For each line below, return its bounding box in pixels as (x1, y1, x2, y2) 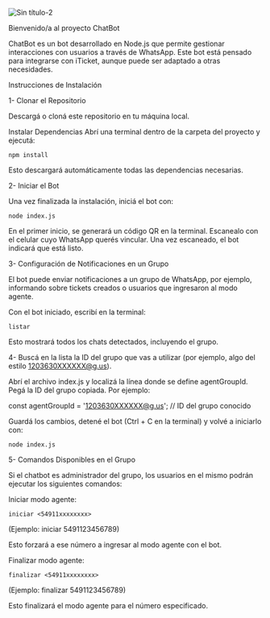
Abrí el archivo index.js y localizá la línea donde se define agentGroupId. (8, 377, 248, 386)
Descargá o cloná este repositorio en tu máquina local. (8, 111, 190, 121)
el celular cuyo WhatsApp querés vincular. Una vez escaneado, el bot (8, 234, 239, 244)
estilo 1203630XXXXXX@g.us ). (8, 361, 112, 371)
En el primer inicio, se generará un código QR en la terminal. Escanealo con (8, 226, 259, 235)
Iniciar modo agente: (8, 495, 77, 504)
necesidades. (8, 64, 53, 74)
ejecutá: (8, 135, 35, 145)
